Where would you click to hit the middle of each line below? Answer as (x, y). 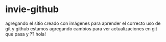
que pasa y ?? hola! (26, 34)
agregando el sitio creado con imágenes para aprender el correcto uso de (83, 23)
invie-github (32, 9)
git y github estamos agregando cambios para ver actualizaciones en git (81, 28)
